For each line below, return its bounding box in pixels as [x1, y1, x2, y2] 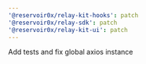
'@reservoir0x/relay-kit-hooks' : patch [8, 11, 139, 20]
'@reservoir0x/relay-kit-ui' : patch [8, 26, 128, 34]
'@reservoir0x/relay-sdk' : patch [8, 19, 118, 27]
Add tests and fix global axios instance [8, 48, 133, 57]
